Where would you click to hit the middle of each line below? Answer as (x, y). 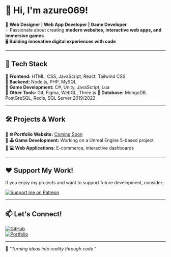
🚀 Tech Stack (26, 64)
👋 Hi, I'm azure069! (47, 10)
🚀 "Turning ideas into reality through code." (51, 249)
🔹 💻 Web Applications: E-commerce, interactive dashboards (70, 148)
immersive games (25, 36)
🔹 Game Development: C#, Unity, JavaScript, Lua (58, 87)
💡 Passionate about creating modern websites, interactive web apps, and (83, 30)
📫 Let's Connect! (34, 214)
